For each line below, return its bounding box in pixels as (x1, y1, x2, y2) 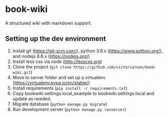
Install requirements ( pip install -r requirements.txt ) (12, 85, 128, 91)
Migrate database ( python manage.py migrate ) (12, 101, 108, 107)
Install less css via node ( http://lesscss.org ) (12, 58, 103, 64)
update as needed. (12, 95, 52, 101)
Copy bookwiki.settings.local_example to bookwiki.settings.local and (12, 90, 154, 96)
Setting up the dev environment (5, 34, 106, 43)
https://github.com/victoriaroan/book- (73, 64, 157, 69)
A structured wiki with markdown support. (5, 20, 92, 26)
